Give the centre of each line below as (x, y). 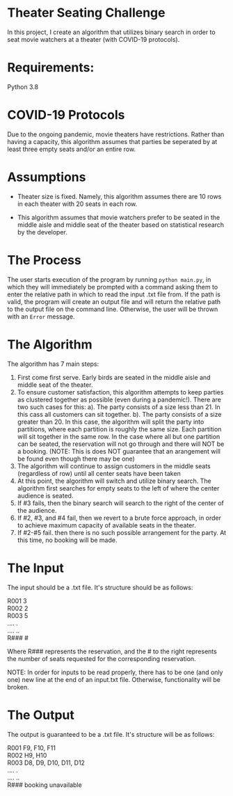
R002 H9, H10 (27, 755)
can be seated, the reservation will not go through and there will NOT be (121, 444)
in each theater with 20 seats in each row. (77, 204)
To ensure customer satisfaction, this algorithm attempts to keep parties (120, 392)
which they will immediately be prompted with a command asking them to (113, 287)
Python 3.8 (23, 87)
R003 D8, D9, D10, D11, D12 (46, 763)
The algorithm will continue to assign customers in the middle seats (114, 466)
